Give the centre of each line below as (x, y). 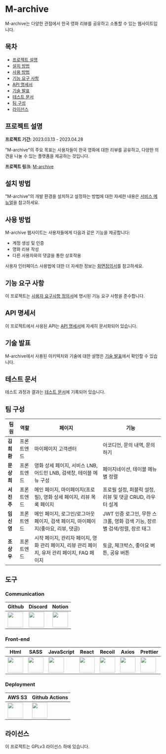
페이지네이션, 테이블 (125, 469)
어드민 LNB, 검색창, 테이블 (63, 473)
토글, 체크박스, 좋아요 (126, 545)
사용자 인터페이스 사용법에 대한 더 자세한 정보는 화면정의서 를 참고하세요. (74, 266)
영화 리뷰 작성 (25, 249)
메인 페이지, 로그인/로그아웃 (65, 514)
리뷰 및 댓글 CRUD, (124, 497)
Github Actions (50, 697)
